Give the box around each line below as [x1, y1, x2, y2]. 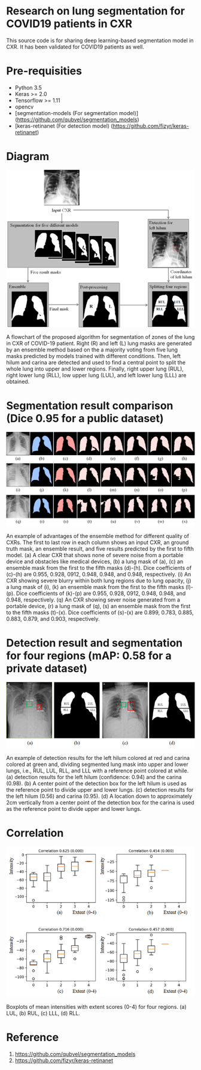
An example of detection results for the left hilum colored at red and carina [6, 754, 190, 761]
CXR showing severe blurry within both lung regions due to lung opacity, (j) [6, 577, 191, 584]
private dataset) [6, 662, 88, 675]
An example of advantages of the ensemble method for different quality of [6, 532, 190, 539]
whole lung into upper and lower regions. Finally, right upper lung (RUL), [6, 365, 184, 372]
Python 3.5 [14, 84, 42, 91]
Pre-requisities [6, 64, 83, 78]
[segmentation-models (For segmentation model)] [14, 109, 139, 116]
